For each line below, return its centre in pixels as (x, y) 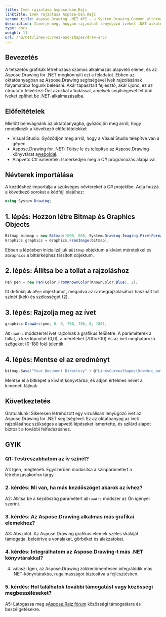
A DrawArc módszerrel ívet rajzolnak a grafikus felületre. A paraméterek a (78, 333)
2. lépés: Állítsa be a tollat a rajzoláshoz (67, 271)
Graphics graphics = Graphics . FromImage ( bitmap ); (57, 240)
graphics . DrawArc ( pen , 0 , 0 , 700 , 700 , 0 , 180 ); (56, 324)
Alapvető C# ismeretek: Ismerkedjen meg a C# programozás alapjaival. (84, 159)
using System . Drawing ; (28, 201)
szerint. (13, 503)
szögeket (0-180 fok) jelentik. (35, 344)
